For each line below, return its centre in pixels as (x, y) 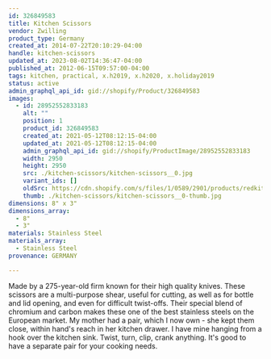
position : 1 (43, 121)
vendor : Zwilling (38, 31)
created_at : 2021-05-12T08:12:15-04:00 (90, 136)
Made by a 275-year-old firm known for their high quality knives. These (127, 286)
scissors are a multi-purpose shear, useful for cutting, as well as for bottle (131, 294)
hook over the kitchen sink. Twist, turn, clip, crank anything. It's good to (127, 337)
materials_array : (38, 241)
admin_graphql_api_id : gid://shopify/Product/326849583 (104, 91)
